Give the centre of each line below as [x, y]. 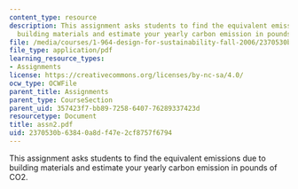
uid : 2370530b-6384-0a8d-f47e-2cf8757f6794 [91, 133]
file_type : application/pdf [61, 51]
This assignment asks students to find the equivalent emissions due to [137, 158]
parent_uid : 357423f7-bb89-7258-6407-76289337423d [105, 108]
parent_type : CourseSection [61, 100]
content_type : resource [53, 17]
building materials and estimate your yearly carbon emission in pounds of [143, 167]
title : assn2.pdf [41, 125]
